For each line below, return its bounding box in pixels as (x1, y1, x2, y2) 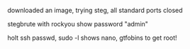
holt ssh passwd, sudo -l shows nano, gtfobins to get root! (7, 33, 177, 42)
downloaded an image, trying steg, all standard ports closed (7, 6, 183, 14)
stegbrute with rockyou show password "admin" (7, 20, 149, 28)
